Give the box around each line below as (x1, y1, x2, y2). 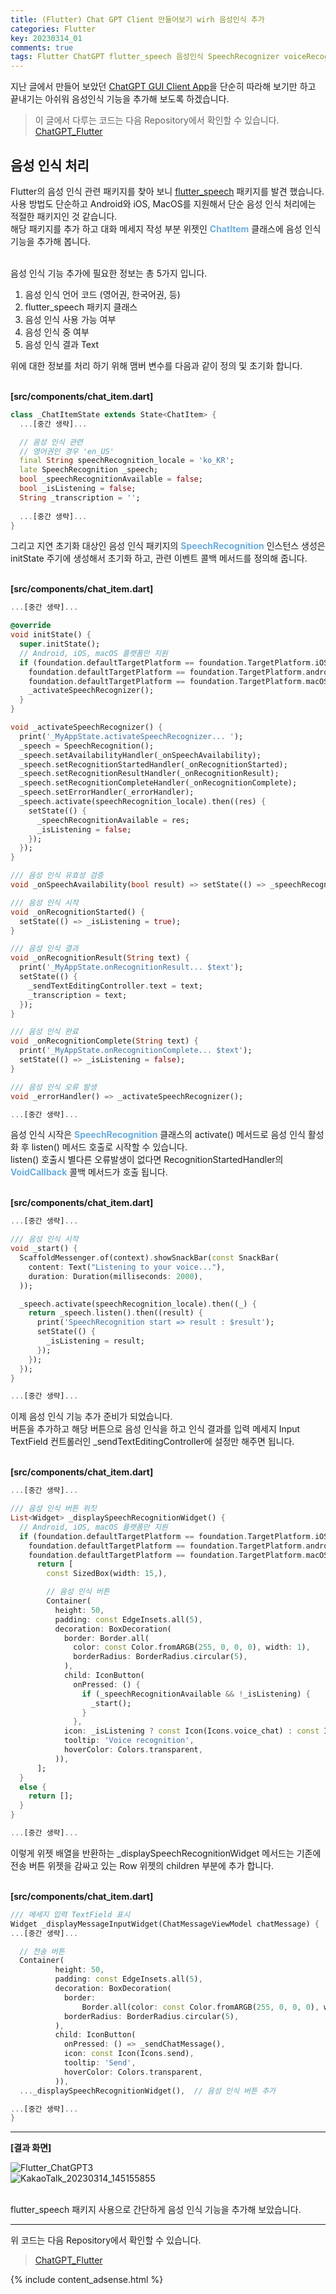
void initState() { (10, 630, 92, 640)
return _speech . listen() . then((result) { (28, 1308, 203, 1318)
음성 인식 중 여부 (24, 326, 90, 338)
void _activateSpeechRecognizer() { (10, 722, 163, 733)
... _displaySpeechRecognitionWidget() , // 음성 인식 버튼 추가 (19, 2086, 277, 2096)
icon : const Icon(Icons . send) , (63, 2049, 195, 2059)
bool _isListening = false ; (19, 484, 137, 494)
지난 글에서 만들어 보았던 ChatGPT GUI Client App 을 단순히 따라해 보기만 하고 (10, 81, 317, 93)
